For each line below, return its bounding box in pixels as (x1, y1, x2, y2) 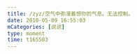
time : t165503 (7, 36, 49, 43)
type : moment (7, 29, 45, 37)
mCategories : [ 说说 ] (7, 23, 65, 30)
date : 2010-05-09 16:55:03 (7, 17, 86, 24)
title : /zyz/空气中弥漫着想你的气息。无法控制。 (7, 10, 134, 18)
